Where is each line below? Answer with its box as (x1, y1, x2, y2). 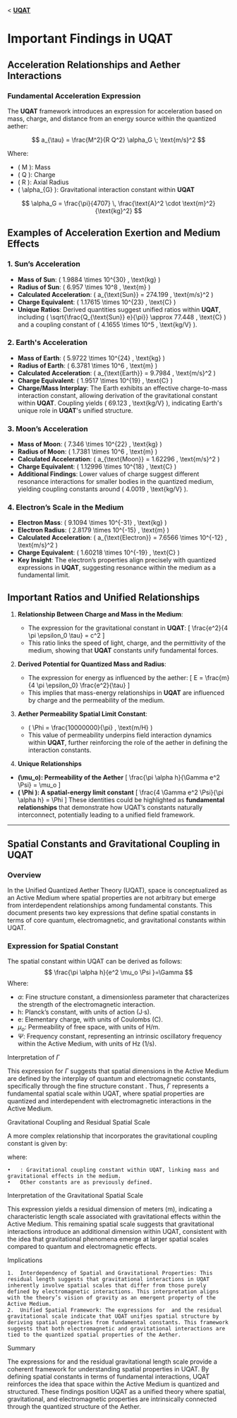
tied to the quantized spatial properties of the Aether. (7, 1331, 181, 1339)
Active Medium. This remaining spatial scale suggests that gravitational (7, 1220, 214, 1228)
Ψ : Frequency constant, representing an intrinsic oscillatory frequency (17, 1032, 222, 1041)
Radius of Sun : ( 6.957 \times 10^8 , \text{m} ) (17, 282, 151, 291)
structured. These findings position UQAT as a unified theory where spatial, (7, 1388, 226, 1396)
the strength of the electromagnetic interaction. (17, 1000, 155, 1009)
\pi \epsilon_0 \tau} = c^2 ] (28, 631, 105, 640)
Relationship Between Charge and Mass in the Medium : (17, 610, 183, 619)
